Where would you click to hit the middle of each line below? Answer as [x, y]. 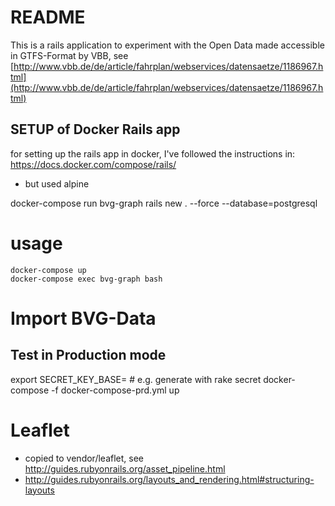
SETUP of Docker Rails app [95, 129]
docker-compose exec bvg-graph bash [86, 279]
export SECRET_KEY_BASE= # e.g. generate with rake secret [136, 379]
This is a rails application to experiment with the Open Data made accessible [167, 45]
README [48, 17]
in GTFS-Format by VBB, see [69, 55]
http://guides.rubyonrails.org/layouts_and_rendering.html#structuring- [169, 479]
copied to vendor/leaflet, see [84, 458]
